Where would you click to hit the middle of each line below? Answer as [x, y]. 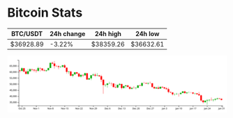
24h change [68, 34]
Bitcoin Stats [45, 13]
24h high [108, 34]
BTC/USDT [27, 34]
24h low [147, 34]
